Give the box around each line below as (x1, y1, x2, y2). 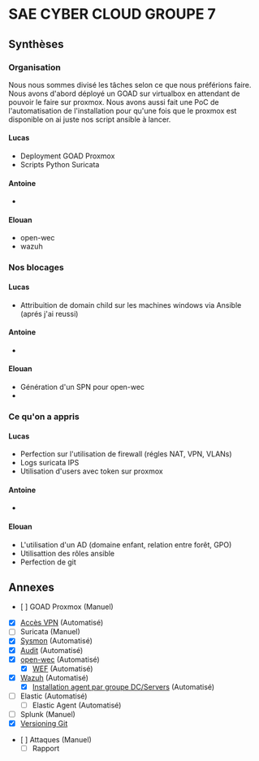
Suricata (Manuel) (19, 627, 81, 637)
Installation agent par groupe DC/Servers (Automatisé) (32, 681, 215, 691)
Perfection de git (19, 557, 77, 567)
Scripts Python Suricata (19, 160, 100, 170)
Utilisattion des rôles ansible (19, 548, 115, 558)
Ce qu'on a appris (8, 411, 80, 422)
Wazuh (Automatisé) (19, 672, 89, 682)
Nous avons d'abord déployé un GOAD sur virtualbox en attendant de (8, 89, 240, 98)
